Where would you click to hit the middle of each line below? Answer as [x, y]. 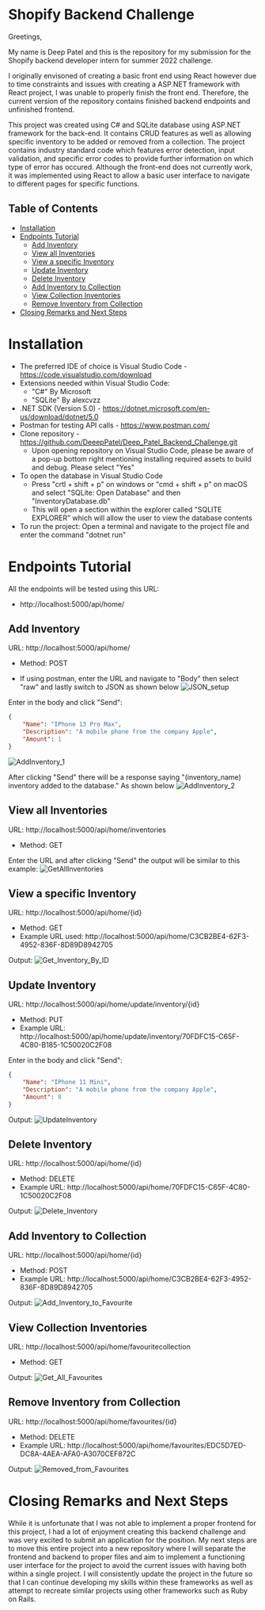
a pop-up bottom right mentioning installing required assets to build [141, 458]
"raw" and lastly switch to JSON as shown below [99, 687]
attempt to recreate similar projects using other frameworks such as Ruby [128, 1590]
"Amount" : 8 [42, 1097]
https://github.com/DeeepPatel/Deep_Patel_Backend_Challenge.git [129, 442]
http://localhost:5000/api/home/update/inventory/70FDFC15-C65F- [129, 1037]
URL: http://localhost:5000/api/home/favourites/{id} [93, 1421]
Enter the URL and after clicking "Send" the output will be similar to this [124, 860]
